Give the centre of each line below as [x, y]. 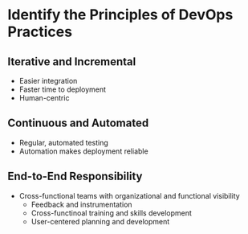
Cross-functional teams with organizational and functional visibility [129, 195]
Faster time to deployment [62, 89]
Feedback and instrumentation [82, 204]
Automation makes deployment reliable [84, 151]
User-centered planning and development [100, 221]
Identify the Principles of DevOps [120, 15]
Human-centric [44, 98]
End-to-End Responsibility [75, 177]
